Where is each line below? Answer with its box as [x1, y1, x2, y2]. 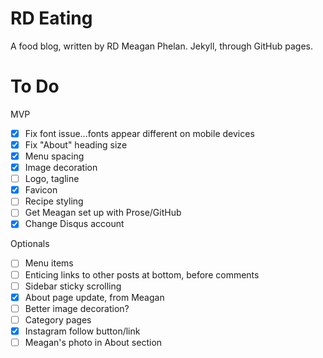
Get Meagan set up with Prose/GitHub [24, 207, 182, 219]
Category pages [24, 313, 92, 326]
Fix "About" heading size [24, 138, 128, 151]
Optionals [10, 238, 50, 250]
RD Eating [10, 7, 93, 30]
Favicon [24, 184, 58, 196]
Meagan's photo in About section [24, 336, 163, 348]
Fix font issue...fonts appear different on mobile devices [24, 127, 255, 139]
